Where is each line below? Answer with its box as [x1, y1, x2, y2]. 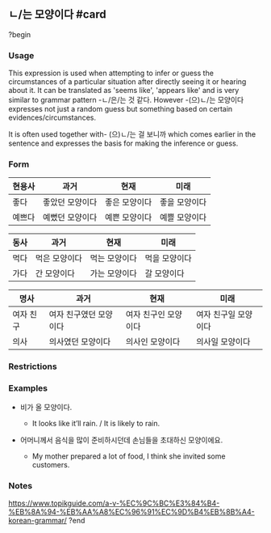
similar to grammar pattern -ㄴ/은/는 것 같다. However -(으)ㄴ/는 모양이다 [8, 95, 244, 105]
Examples [8, 383, 48, 394]
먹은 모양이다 [35, 253, 83, 264]
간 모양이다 [35, 268, 75, 279]
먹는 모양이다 [90, 253, 137, 264]
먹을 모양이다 [144, 253, 192, 264]
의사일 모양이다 [196, 336, 251, 348]
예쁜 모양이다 [104, 212, 152, 223]
